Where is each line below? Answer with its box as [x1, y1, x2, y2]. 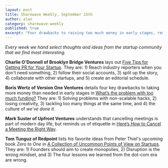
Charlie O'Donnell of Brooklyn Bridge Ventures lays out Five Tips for [5, 59, 148, 65]
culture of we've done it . [5, 106, 55, 112]
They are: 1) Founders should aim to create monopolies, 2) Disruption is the [5, 147, 160, 152]
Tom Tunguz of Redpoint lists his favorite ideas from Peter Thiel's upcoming [5, 136, 163, 142]
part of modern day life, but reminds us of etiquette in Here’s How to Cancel [5, 121, 161, 127]
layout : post [5, 7, 32, 12]
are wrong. [5, 157, 27, 163]
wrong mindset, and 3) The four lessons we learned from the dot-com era [5, 152, 157, 158]
